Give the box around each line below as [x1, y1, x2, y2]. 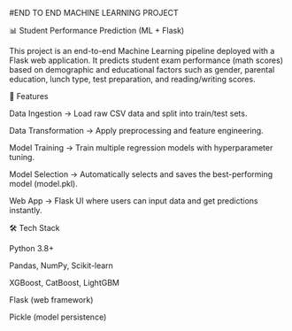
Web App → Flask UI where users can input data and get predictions [9, 196, 258, 206]
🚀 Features [9, 91, 49, 101]
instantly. [9, 205, 42, 215]
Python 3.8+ [9, 243, 55, 253]
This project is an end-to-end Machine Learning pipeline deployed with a [9, 46, 275, 56]
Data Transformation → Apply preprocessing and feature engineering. [9, 126, 264, 135]
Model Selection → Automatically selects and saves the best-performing [9, 169, 273, 180]
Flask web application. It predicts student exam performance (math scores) [9, 55, 283, 65]
